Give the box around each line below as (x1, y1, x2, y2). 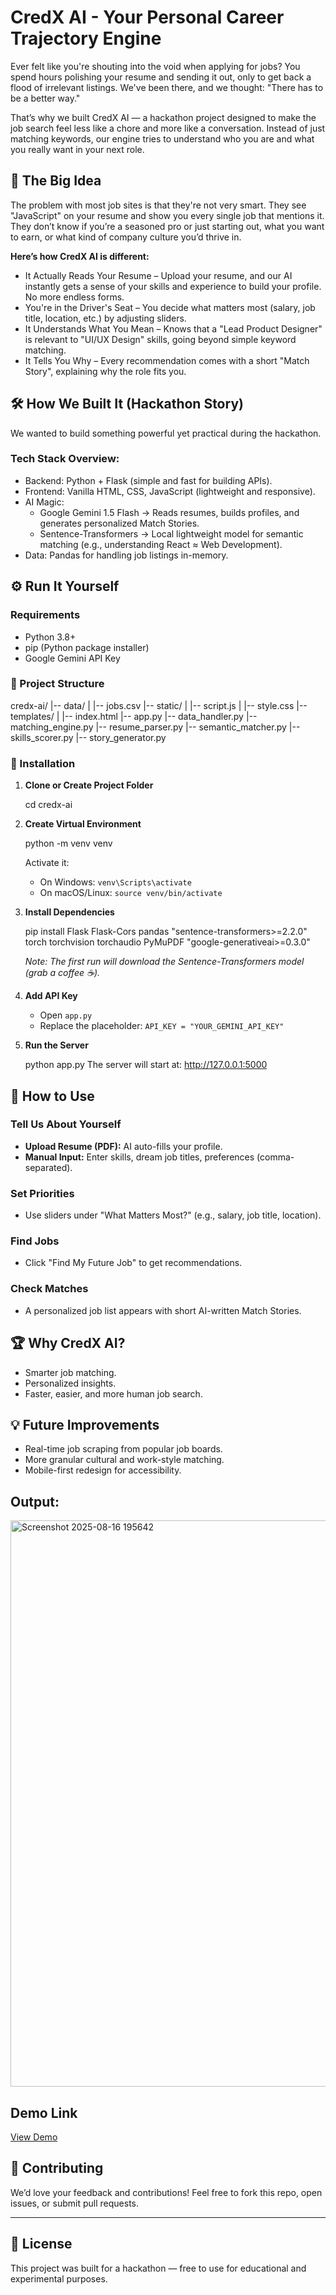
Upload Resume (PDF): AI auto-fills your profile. (24, 1140, 223, 1152)
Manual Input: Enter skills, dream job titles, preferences (24, 1151, 255, 1163)
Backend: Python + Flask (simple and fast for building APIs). (24, 474, 273, 486)
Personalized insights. (24, 1377, 117, 1389)
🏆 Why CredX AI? (10, 1335, 126, 1352)
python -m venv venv (24, 837, 113, 850)
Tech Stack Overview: (10, 452, 120, 466)
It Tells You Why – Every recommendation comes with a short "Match (24, 354, 310, 366)
